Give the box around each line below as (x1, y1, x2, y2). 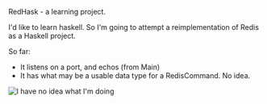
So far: (8, 47, 31, 56)
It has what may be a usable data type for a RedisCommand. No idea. (19, 71, 251, 80)
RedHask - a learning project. (8, 7, 106, 16)
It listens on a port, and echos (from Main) (19, 62, 161, 72)
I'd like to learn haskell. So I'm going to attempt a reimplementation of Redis (8, 23, 260, 31)
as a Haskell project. (8, 31, 77, 40)
